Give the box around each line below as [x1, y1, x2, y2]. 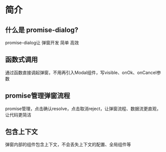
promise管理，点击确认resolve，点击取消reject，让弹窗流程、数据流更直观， [5, 106, 161, 112]
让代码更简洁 [5, 112, 31, 117]
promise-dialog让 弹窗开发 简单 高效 [5, 40, 79, 45]
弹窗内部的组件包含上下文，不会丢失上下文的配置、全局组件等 [5, 142, 131, 148]
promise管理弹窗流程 [5, 92, 70, 100]
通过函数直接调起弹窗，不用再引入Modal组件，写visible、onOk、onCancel [5, 70, 157, 76]
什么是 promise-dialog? [5, 26, 78, 34]
